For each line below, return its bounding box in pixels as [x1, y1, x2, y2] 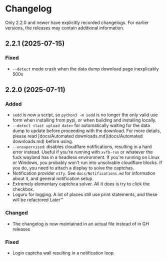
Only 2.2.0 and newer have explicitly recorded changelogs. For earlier [5, 19, 149, 25]
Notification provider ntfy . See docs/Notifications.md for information [12, 170, 156, 176]
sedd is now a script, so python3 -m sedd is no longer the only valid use [12, 112, 158, 118]
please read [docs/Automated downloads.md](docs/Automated [12, 133, 143, 139]
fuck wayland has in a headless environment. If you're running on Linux [12, 154, 160, 160]
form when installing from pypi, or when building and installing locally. [12, 117, 156, 123]
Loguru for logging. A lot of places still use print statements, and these [12, 191, 157, 197]
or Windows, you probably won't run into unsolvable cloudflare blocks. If [12, 159, 162, 165]
